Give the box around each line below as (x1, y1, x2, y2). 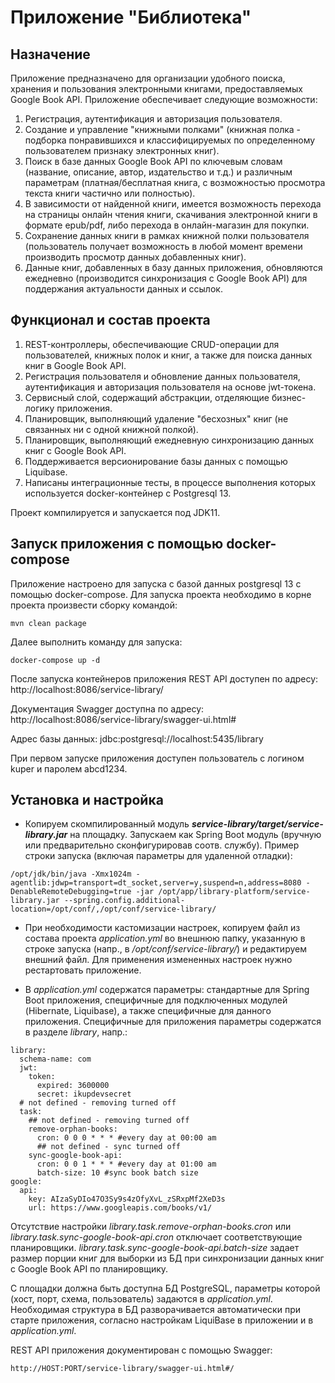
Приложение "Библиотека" (10, 6, 252, 29)
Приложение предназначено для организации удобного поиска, (10, 72, 286, 84)
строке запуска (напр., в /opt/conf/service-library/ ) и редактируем (24, 943, 307, 955)
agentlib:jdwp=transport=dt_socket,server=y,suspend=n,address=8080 (10, 878, 302, 888)
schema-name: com (19, 1054, 92, 1065)
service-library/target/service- (191, 818, 324, 830)
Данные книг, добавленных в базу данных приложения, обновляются (24, 262, 323, 273)
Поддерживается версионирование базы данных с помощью (24, 455, 288, 467)
